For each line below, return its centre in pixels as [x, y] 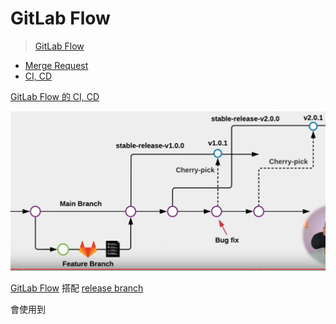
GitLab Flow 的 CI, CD [55, 96]
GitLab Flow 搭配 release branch [77, 288]
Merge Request [56, 65]
